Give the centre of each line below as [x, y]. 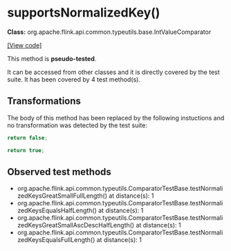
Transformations [44, 101]
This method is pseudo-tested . [52, 58]
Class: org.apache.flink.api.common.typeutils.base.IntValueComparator [109, 32]
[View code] [25, 45]
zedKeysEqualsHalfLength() [57, 211]
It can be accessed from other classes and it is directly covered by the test [113, 72]
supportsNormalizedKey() [84, 13]
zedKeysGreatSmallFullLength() [62, 196]
